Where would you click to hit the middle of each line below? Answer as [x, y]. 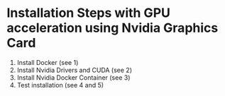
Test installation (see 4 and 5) [60, 85]
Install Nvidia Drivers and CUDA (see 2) [75, 70]
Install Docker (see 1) [48, 62]
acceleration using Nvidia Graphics [112, 28]
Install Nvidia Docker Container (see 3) [73, 77]
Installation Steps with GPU [89, 13]
